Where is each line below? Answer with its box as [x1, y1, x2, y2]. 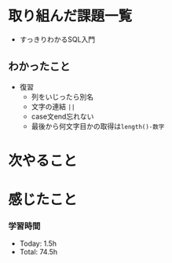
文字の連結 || [31, 101, 75, 111]
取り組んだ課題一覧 [8, 7, 133, 25]
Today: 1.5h [19, 239, 57, 248]
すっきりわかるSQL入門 [19, 35, 96, 44]
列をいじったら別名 [31, 92, 94, 101]
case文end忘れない [31, 111, 94, 121]
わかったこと [8, 60, 71, 73]
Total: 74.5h [19, 247, 58, 257]
